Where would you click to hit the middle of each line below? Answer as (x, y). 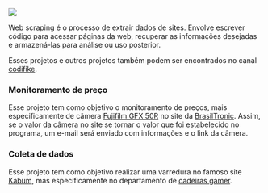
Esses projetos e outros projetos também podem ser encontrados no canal (132, 60)
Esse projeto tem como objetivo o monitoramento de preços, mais (118, 107)
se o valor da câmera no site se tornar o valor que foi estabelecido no (124, 124)
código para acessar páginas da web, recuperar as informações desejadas (133, 36)
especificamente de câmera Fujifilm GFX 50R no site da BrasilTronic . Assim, (134, 116)
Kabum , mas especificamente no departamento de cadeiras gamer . (120, 180)
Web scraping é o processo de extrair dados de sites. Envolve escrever (127, 27)
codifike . (23, 69)
